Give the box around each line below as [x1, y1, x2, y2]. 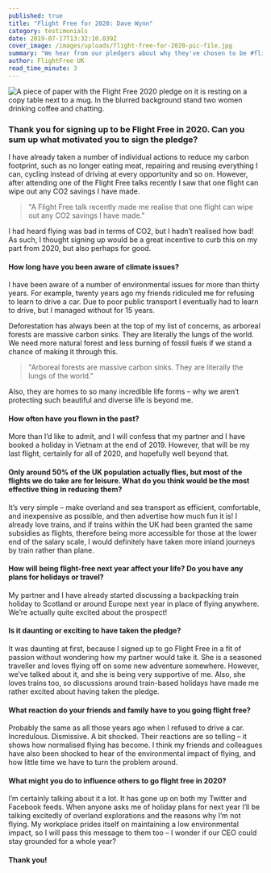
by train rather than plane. [8, 545, 94, 555]
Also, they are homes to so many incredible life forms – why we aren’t [8, 386, 240, 396]
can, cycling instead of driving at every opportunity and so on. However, [8, 169, 248, 179]
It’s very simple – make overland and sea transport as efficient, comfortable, [8, 502, 261, 512]
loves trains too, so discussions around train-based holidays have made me [8, 679, 260, 688]
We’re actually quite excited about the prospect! [8, 607, 168, 617]
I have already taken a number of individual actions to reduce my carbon [8, 152, 249, 162]
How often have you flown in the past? [8, 413, 140, 424]
